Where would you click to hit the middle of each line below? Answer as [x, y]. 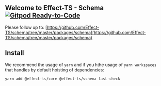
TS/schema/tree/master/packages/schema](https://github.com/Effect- [76, 32]
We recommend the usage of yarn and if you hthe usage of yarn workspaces [81, 65]
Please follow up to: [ [26, 27]
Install [15, 53]
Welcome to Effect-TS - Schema [55, 8]
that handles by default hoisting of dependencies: [55, 69]
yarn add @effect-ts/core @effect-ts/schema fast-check [63, 79]
